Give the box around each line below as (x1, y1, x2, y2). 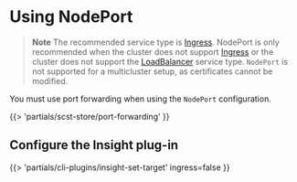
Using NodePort (9, 6, 133, 27)
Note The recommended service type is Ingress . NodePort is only (31, 37, 281, 48)
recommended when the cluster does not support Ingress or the (31, 46, 274, 57)
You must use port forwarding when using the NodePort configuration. (9, 93, 271, 104)
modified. (31, 75, 69, 86)
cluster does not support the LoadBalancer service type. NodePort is (31, 56, 289, 67)
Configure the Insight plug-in (9, 137, 179, 153)
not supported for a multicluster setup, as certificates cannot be (31, 66, 273, 77)
